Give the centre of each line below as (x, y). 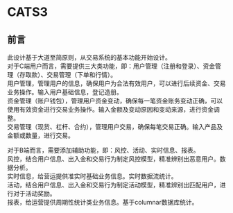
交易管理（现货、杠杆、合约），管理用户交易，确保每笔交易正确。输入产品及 (115, 127)
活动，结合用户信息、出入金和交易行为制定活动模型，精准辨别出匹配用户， (113, 185)
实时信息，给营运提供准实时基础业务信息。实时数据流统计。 (92, 176)
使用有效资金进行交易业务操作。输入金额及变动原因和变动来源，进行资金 (110, 109)
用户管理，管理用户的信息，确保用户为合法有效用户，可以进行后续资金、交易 (116, 83)
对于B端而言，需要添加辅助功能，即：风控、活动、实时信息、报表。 (103, 150)
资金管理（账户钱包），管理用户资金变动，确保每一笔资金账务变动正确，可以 (115, 101)
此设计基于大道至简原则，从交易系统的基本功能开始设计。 (89, 57)
